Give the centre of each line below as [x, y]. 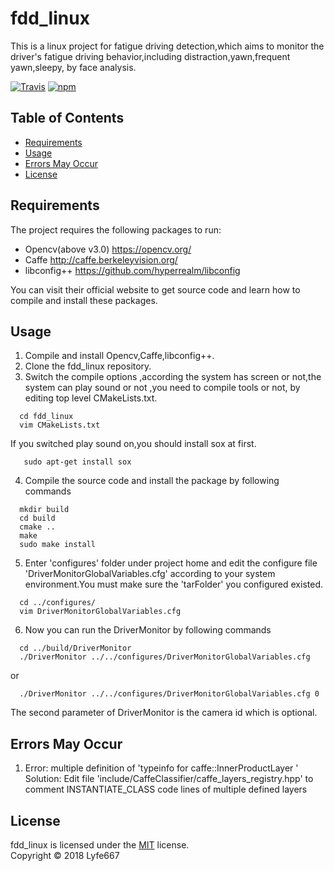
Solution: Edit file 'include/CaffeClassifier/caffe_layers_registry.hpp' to [169, 779]
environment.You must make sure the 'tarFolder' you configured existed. [174, 584]
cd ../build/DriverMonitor [75, 648]
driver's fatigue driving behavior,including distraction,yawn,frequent [150, 56]
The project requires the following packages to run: [116, 229]
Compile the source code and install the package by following [152, 481]
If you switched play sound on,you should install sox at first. [133, 444]
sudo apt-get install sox [77, 462]
